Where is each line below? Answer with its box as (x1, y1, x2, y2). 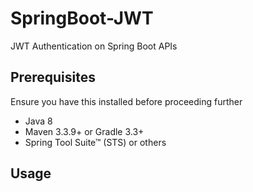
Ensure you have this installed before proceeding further (10, 95, 243, 107)
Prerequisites (10, 69, 96, 86)
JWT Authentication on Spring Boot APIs (10, 40, 178, 52)
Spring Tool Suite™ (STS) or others (24, 136, 167, 148)
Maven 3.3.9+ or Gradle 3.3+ (24, 125, 145, 137)
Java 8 (24, 115, 53, 127)
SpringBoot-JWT (10, 7, 154, 30)
